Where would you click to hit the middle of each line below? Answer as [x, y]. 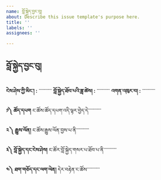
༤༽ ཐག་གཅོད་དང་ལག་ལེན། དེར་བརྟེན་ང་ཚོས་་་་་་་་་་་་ [53, 169]
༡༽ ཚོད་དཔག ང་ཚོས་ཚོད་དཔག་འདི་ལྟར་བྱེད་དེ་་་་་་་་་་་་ [54, 110]
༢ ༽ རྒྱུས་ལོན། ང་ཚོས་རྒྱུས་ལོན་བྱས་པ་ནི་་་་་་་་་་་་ [48, 130]
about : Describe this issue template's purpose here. [73, 17]
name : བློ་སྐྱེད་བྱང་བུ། [24, 11]
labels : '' [19, 28]
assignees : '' [23, 33]
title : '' [18, 22]
